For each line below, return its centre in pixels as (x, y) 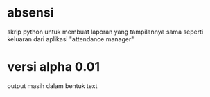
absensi (30, 13)
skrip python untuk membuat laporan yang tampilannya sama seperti (105, 32)
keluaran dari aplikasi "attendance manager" (71, 39)
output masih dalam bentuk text (52, 86)
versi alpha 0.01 (54, 67)
